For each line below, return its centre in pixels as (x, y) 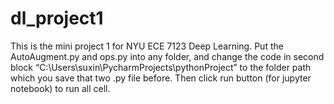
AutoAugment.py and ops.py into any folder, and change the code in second (167, 56)
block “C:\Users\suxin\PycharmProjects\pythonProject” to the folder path (161, 67)
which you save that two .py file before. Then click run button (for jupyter (161, 78)
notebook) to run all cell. (60, 88)
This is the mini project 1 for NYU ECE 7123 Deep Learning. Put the (147, 46)
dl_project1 (57, 18)
